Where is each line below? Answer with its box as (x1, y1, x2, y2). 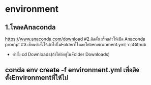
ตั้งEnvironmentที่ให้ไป (5, 74, 68, 82)
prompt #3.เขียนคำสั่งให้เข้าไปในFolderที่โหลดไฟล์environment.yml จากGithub (5, 42, 147, 47)
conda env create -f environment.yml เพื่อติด (5, 66, 140, 74)
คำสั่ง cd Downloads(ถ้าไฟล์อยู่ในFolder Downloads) (12, 52, 110, 57)
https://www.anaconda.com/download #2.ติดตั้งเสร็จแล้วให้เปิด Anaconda (5, 36, 146, 42)
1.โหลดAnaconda (5, 23, 56, 31)
